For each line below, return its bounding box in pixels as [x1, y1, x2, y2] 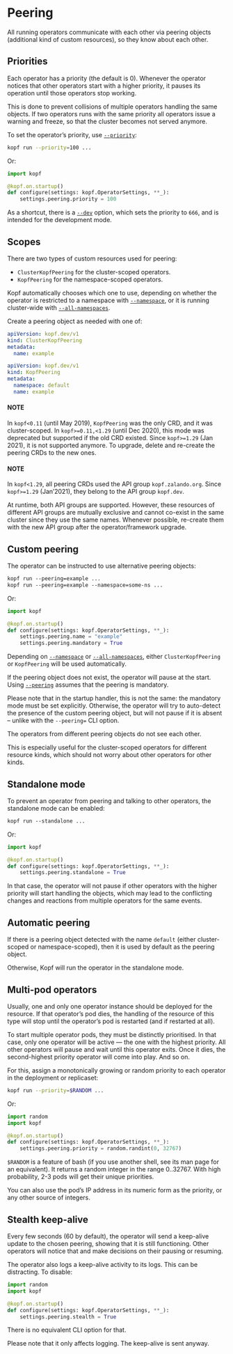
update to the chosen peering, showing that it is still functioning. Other [7, 1240, 209, 1248]
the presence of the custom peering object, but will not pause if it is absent [7, 709, 223, 717]
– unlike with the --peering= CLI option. [7, 716, 120, 725]
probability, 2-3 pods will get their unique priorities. [7, 1172, 154, 1181]
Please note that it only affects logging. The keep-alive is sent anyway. [7, 1339, 210, 1348]
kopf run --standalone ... [7, 817, 86, 825]
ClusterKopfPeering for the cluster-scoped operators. [17, 267, 171, 276]
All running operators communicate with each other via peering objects [7, 28, 211, 36]
